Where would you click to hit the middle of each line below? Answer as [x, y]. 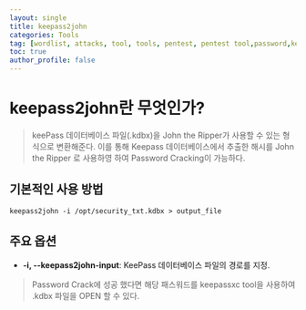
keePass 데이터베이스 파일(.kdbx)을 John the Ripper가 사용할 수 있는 [156, 135]
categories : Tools [44, 35]
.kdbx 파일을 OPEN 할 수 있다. [86, 295]
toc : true [28, 52]
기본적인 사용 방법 [56, 189]
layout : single [38, 18]
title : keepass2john [49, 26]
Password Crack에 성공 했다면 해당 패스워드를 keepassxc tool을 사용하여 [163, 284]
